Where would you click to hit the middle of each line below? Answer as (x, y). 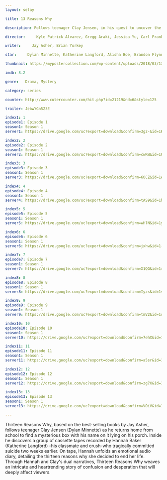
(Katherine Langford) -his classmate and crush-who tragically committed (80, 446)
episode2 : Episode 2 (27, 145)
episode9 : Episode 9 (27, 305)
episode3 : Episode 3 (27, 168)
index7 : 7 (15, 255)
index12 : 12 (17, 369)
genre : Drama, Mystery (31, 82)
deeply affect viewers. (28, 472)
